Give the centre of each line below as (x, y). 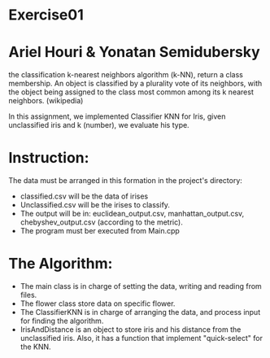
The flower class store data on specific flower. (98, 303)
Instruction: (49, 158)
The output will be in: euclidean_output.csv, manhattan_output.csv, (132, 214)
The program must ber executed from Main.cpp (100, 231)
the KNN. (35, 347)
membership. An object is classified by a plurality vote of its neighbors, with (135, 84)
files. (28, 295)
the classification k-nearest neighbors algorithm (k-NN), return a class (126, 75)
